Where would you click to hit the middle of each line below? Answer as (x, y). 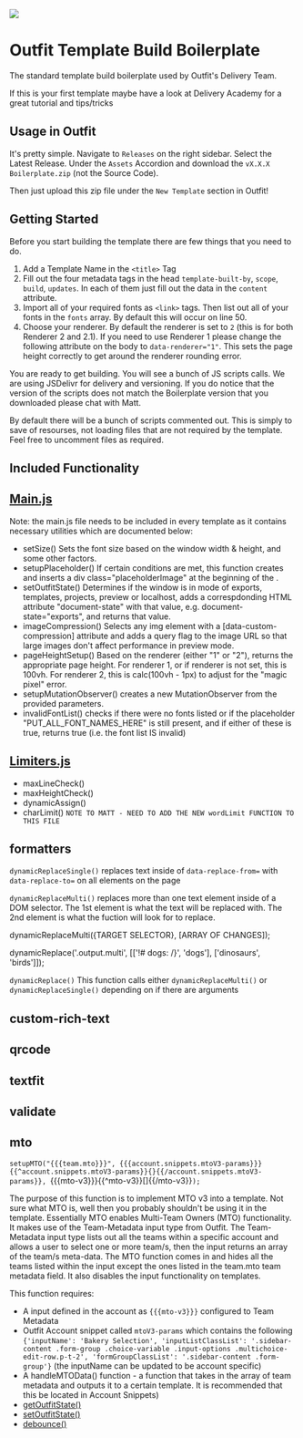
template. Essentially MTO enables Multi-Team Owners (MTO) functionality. (151, 1217)
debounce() (45, 1423)
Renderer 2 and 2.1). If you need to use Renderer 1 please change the (152, 336)
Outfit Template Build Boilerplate (135, 51)
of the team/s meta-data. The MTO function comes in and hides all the (141, 1256)
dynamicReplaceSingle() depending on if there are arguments (124, 990)
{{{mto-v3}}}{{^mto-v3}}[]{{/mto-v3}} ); (125, 1180)
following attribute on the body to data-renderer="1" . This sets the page (157, 346)
